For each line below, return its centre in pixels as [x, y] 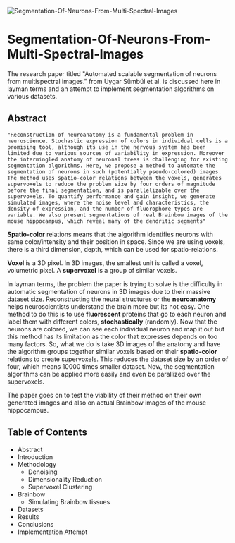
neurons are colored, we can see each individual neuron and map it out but [116, 329]
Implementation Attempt [52, 532]
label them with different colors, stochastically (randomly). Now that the [112, 322]
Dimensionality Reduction [65, 479]
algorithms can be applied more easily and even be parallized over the [109, 374]
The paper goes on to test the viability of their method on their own [104, 395]
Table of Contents [47, 433]
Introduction [35, 457]
